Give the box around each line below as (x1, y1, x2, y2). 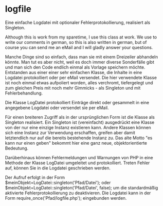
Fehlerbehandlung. (5, 90, 43, 96)
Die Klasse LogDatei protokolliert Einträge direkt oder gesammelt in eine (5, 99, 149, 105)
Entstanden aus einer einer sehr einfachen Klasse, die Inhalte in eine (5, 69, 142, 75)
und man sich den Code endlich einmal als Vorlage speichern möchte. (5, 64, 145, 70)
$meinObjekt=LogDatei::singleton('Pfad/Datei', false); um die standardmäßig (5, 185, 158, 190)
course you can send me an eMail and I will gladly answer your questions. (5, 44, 153, 50)
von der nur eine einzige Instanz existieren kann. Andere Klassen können (5, 124, 151, 130)
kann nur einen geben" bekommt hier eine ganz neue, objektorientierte (5, 140, 147, 146)
